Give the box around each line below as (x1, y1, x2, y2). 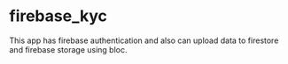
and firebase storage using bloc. (9, 44, 128, 54)
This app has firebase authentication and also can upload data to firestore (9, 35, 279, 46)
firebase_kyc (9, 6, 108, 26)
